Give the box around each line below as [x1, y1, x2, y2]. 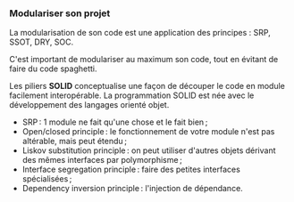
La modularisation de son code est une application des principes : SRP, [9, 28, 271, 38]
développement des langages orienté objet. [9, 100, 170, 110]
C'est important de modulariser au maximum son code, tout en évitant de [9, 54, 279, 65]
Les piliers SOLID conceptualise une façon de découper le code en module [9, 81, 286, 92]
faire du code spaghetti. [9, 63, 97, 74]
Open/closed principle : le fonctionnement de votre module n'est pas [21, 126, 275, 137]
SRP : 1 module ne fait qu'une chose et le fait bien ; [21, 117, 208, 127]
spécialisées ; [21, 174, 72, 184]
